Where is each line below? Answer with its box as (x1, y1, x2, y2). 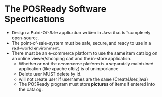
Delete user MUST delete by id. (18, 71, 82, 77)
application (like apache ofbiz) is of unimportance (18, 65, 119, 71)
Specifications (4, 14, 65, 25)
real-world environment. (11, 45, 60, 51)
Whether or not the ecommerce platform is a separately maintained (18, 61, 154, 66)
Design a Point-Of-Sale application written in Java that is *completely (11, 30, 151, 35)
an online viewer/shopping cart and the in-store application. (11, 55, 132, 61)
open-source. (11, 35, 39, 41)
